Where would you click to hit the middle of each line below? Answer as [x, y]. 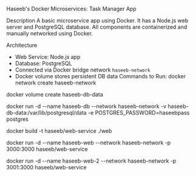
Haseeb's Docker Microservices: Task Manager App [71, 9]
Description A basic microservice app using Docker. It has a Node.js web [97, 20]
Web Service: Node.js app [48, 57]
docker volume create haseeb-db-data [55, 94]
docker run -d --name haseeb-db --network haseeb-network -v [86, 106]
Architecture [22, 45]
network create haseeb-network [56, 83]
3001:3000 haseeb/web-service [46, 167]
